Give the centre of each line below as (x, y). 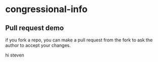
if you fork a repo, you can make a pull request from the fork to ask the (79, 40)
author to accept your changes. (38, 45)
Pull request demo (35, 28)
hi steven (15, 55)
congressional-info (46, 9)
